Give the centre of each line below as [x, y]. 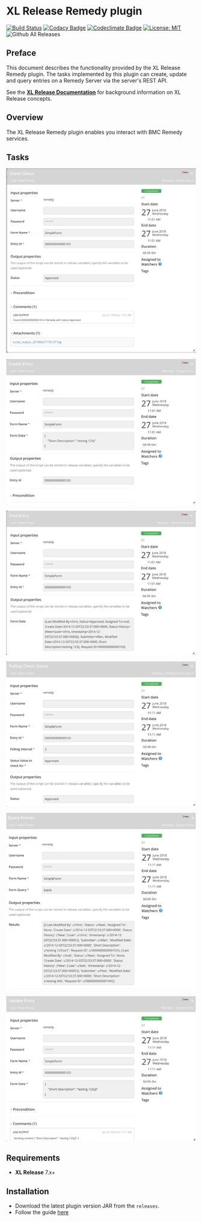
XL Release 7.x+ [35, 1173]
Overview [25, 118]
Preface [21, 53]
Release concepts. [29, 98]
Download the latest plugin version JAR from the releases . [87, 1206]
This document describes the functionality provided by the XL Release [93, 67]
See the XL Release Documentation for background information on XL [94, 92]
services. [17, 138]
